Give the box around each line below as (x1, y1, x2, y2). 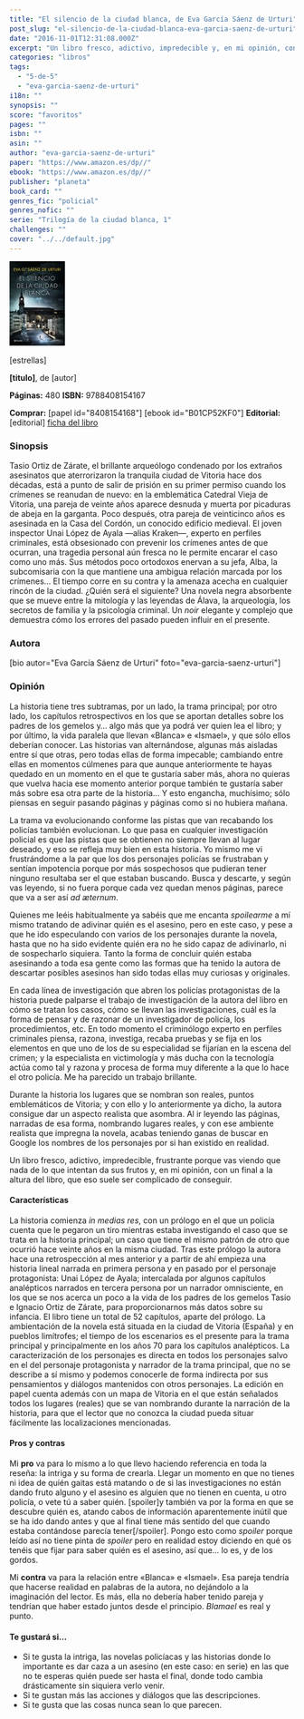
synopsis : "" (9, 101, 59, 110)
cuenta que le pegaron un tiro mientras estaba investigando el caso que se (9, 1224, 288, 1235)
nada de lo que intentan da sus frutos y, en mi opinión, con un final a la (9, 1164, 273, 1175)
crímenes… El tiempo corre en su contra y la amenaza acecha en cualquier (9, 576, 289, 587)
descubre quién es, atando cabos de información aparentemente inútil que (9, 1506, 288, 1518)
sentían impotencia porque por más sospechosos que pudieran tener (9, 862, 267, 874)
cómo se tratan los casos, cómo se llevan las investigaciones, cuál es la (9, 1004, 277, 1015)
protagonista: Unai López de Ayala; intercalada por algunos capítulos (9, 1272, 267, 1283)
